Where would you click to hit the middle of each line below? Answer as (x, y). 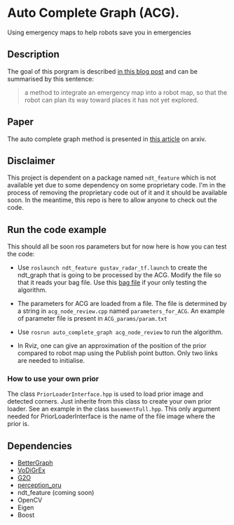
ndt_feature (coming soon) (56, 493)
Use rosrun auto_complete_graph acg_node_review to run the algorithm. (120, 332)
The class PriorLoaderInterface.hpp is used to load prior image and (105, 394)
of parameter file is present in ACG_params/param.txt (92, 319)
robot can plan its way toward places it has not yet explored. (111, 100)
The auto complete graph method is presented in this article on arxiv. (107, 139)
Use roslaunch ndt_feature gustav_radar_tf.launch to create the (112, 267)
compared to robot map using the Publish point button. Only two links (118, 353)
